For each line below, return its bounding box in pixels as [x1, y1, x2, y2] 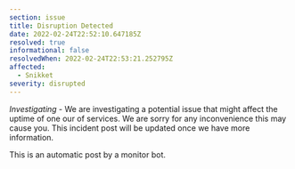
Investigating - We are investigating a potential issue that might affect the [9, 103, 278, 114]
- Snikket [17, 71, 53, 80]
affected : [9, 63, 46, 72]
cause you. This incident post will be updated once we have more [9, 122, 250, 133]
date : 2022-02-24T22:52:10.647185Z [9, 29, 142, 38]
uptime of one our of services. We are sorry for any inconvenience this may [9, 113, 287, 124]
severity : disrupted [9, 79, 86, 88]
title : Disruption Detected [9, 21, 114, 30]
